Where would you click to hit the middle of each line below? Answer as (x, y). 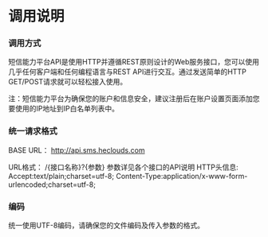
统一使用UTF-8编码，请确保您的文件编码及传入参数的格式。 (106, 225)
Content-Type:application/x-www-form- (181, 176)
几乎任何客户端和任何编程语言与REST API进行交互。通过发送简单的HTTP (128, 72)
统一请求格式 (33, 131)
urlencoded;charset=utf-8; (52, 185)
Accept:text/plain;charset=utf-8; (61, 176)
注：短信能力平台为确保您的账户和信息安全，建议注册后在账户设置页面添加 (130, 99)
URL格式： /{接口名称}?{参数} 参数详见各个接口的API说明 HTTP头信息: (124, 167)
